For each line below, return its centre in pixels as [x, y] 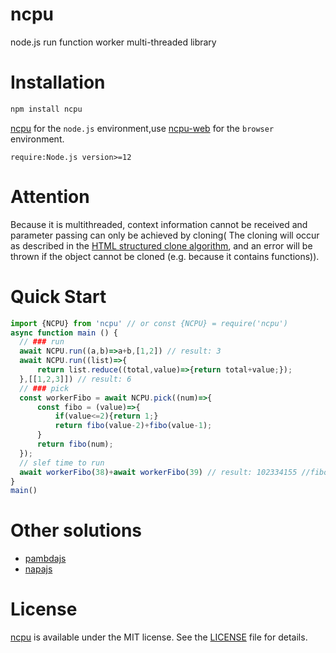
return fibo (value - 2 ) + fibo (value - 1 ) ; [133, 426]
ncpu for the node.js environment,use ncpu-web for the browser [142, 128]
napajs [38, 569]
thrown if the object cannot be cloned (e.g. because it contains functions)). [165, 256]
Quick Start [58, 296]
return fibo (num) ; [75, 444]
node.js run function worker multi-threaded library [113, 42]
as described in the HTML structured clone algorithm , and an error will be [161, 245]
